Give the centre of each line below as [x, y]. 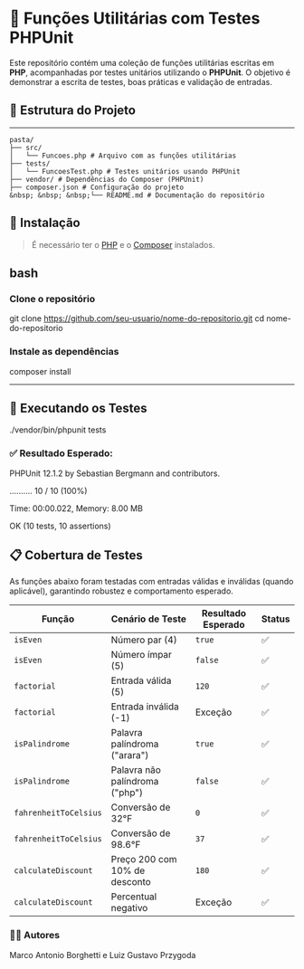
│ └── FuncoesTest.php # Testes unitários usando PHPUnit [125, 171]
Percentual [134, 897]
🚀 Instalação [45, 223]
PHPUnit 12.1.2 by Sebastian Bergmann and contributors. [115, 473]
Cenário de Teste [149, 619]
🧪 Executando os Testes [78, 408]
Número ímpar [141, 655]
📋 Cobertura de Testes [76, 556]
